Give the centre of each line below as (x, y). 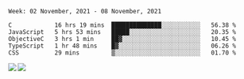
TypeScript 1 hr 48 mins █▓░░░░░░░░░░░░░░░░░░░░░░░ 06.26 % (122, 46)
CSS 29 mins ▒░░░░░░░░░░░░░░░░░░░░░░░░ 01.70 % (122, 53)
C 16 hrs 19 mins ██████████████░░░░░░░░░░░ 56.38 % (122, 25)
